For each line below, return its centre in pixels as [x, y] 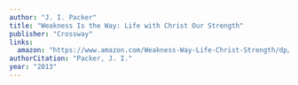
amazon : [31, 50]
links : [21, 42]
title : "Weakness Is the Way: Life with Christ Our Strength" [126, 26]
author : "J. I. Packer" [53, 17]
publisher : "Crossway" [51, 34]
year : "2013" [33, 67]
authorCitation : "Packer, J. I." [71, 58]
